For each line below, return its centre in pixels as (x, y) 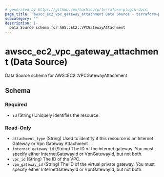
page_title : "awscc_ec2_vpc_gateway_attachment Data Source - (70, 14)
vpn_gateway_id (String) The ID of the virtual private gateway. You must (83, 164)
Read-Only (18, 128)
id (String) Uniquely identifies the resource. (56, 115)
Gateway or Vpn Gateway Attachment (50, 143)
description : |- (21, 23)
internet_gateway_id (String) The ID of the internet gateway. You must (83, 149)
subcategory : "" (21, 18)
